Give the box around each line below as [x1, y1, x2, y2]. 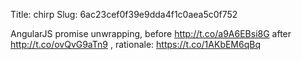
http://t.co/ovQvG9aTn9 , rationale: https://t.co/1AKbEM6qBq [10, 39, 262, 50]
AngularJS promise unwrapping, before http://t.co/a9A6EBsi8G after [10, 28, 292, 39]
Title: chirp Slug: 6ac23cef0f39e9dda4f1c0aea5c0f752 [10, 9, 238, 20]
